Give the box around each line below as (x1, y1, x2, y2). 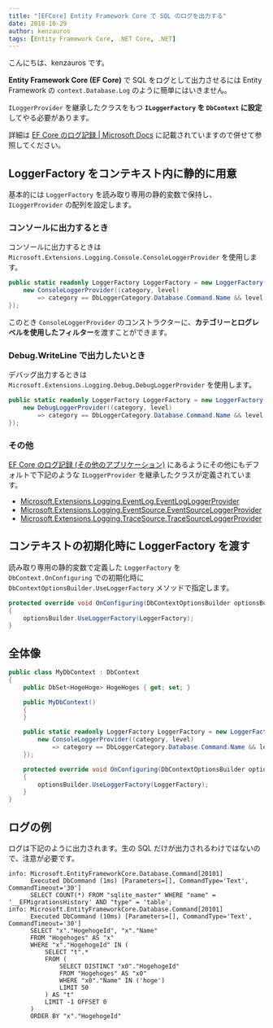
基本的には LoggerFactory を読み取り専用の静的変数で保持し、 (8, 190, 217, 199)
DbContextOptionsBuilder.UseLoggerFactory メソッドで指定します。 (8, 583, 234, 593)
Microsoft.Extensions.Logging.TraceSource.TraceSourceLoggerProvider (19, 514, 262, 523)
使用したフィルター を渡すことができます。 (29, 327, 172, 337)
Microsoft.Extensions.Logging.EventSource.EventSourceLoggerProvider (19, 505, 262, 514)
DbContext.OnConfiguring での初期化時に (8, 572, 145, 582)
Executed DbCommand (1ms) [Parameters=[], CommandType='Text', (29, 877, 249, 886)
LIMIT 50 (59, 984, 89, 992)
